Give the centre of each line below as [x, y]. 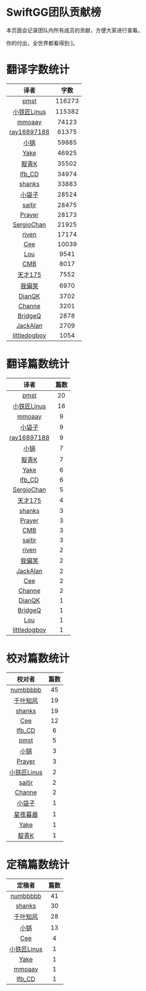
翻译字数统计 [38, 70]
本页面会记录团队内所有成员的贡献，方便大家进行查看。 [75, 30]
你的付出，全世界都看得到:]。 [42, 43]
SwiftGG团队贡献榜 [54, 12]
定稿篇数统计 [38, 865]
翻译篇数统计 [38, 364]
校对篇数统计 [38, 659]
